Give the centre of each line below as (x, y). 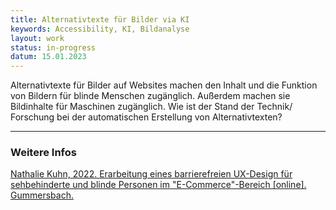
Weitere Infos (43, 153)
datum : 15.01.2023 (48, 57)
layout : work (37, 38)
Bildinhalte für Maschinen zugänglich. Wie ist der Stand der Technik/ (151, 107)
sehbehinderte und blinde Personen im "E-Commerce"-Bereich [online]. (158, 185)
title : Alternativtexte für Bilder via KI (100, 19)
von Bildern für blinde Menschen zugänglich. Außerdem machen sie (150, 96)
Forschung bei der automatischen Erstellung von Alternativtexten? (146, 117)
